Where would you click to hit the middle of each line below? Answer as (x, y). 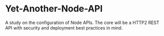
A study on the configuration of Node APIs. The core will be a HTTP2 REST (82, 22)
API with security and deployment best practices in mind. (64, 27)
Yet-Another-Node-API (54, 9)
